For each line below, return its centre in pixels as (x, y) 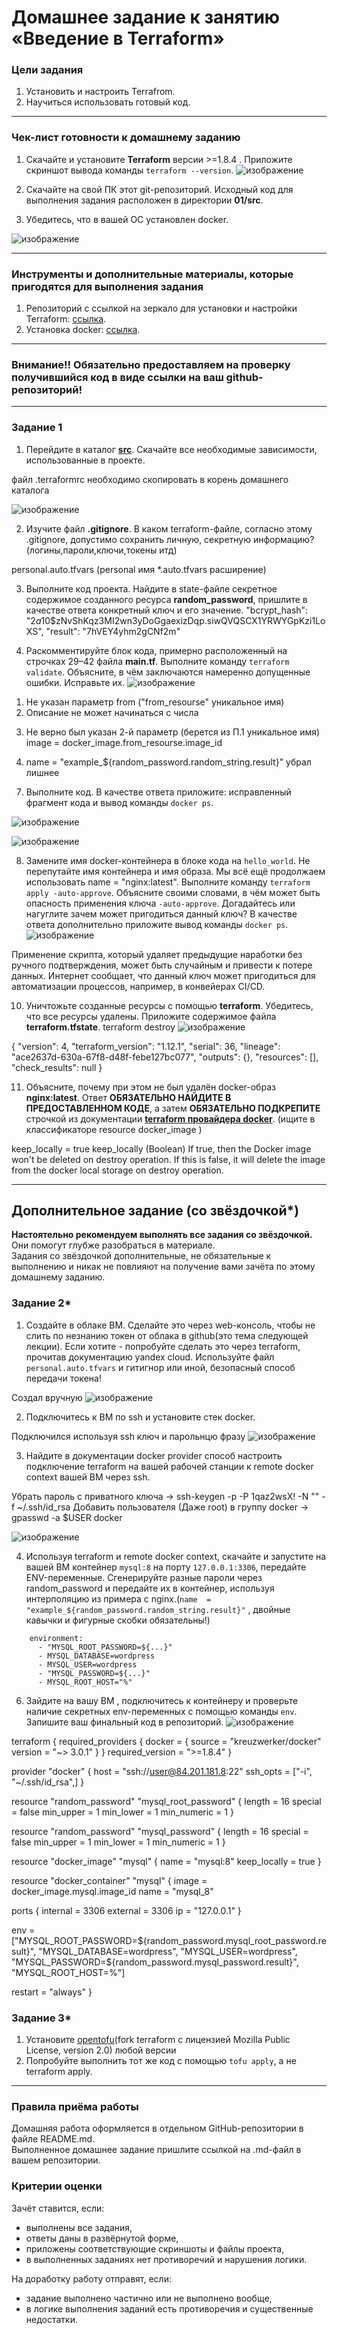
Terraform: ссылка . (66, 319)
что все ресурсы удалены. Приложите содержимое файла (151, 1016)
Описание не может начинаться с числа (112, 712)
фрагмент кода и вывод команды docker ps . (119, 802)
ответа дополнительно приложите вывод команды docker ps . (157, 924)
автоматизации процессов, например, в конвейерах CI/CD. (138, 986)
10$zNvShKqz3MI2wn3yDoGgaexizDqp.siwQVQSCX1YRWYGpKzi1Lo (183, 620)
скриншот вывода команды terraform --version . (129, 170)
